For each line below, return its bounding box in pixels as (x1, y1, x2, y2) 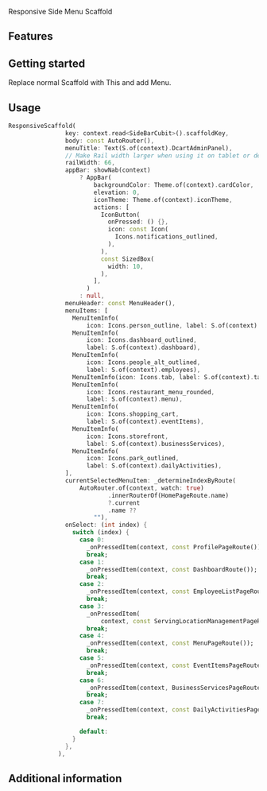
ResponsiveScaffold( (8, 122, 77, 130)
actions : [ (93, 203, 130, 211)
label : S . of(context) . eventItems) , (86, 417, 204, 426)
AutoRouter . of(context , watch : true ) (79, 484, 204, 492)
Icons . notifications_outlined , (114, 233, 219, 241)
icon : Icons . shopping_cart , (86, 410, 180, 418)
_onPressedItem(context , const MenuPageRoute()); (86, 639, 254, 647)
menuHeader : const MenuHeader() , (64, 300, 176, 308)
